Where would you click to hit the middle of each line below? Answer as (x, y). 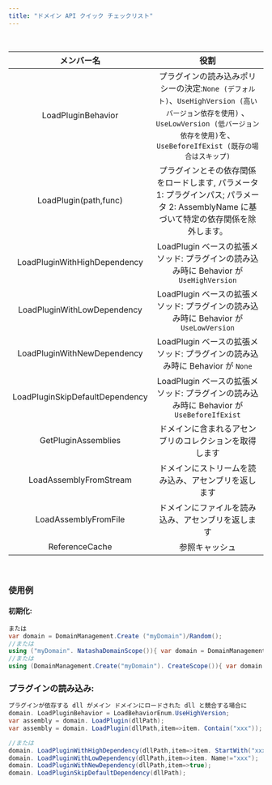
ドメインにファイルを (200, 507)
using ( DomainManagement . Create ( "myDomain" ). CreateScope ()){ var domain (136, 666)
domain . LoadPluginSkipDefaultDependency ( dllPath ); (97, 773)
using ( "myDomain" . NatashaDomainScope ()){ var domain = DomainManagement (137, 651)
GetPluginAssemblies (80, 440)
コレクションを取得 (220, 441)
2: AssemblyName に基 (213, 207)
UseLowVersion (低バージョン (208, 124)
